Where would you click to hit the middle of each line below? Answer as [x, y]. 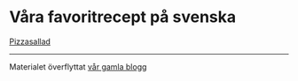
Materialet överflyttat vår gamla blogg [78, 66]
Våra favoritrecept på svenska [123, 17]
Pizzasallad [30, 41]
